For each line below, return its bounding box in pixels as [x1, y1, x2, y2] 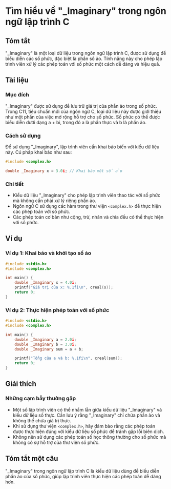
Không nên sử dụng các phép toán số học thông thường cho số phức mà [12, 434, 166, 440]
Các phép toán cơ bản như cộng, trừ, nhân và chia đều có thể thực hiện [12, 214, 164, 220]
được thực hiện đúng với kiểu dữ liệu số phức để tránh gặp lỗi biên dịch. [12, 428, 164, 435]
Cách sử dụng [5, 132, 41, 139]
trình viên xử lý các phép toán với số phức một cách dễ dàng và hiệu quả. [5, 61, 160, 67]
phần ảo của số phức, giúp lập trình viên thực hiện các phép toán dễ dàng [5, 473, 161, 479]
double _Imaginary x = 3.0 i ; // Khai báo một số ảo [5, 168, 123, 173]
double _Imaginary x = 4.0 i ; [14, 280, 77, 285]
